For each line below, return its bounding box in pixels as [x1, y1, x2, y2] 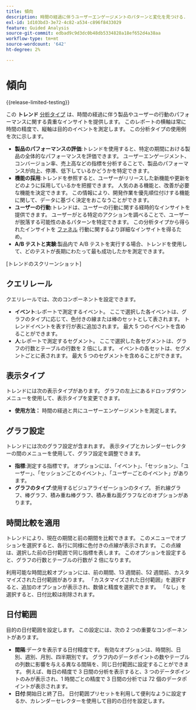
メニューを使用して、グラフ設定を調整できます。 [26, 450, 144, 457]
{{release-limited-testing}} [6, 98, 70, 105]
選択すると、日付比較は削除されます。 [6, 590, 98, 598]
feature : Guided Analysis [6, 25, 69, 31]
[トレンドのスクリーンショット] [6, 260, 82, 267]
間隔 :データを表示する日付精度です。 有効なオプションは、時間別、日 [14, 646, 181, 653]
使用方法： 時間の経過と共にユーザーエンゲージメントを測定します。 [14, 407, 180, 414]
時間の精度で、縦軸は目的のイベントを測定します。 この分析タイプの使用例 [6, 125, 186, 132]
